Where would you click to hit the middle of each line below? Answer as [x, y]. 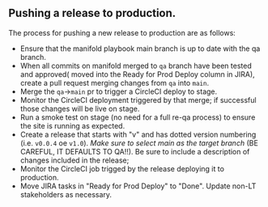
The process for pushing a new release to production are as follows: [122, 32]
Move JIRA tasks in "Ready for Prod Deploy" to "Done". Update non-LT [138, 186]
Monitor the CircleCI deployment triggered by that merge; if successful [138, 99]
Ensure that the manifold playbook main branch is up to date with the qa [140, 49]
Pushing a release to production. [92, 13]
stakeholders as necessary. [66, 194]
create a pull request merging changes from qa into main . [114, 82]
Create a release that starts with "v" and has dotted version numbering [138, 134]
